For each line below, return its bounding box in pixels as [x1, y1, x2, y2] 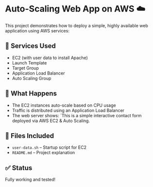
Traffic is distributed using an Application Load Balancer [12, 107, 125, 113]
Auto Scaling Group [12, 75, 51, 81]
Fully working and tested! [5, 177, 56, 183]
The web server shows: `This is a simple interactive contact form [12, 112, 142, 118]
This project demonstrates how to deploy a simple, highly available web [5, 22, 148, 29]
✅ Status [5, 164, 33, 172]
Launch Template [12, 60, 47, 65]
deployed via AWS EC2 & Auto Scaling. [12, 118, 90, 124]
